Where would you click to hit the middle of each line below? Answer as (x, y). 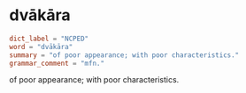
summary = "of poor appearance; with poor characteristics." (124, 55)
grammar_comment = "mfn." (57, 63)
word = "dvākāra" (41, 46)
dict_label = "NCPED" (49, 39)
